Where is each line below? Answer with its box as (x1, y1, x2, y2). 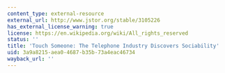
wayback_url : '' (7, 56, 54, 63)
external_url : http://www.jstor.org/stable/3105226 (7, 17, 160, 24)
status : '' (7, 36, 39, 43)
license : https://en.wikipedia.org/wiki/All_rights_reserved (7, 29, 189, 37)
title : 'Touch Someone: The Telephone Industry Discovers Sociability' (7, 42, 219, 49)
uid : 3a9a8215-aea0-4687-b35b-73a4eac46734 (7, 49, 136, 56)
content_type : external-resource (7, 10, 104, 17)
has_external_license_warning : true (7, 23, 114, 30)
